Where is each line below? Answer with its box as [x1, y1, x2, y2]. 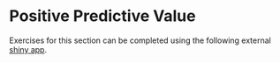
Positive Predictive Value [9, 6, 196, 26]
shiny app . [9, 44, 47, 54]
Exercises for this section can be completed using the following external [9, 35, 271, 45]
